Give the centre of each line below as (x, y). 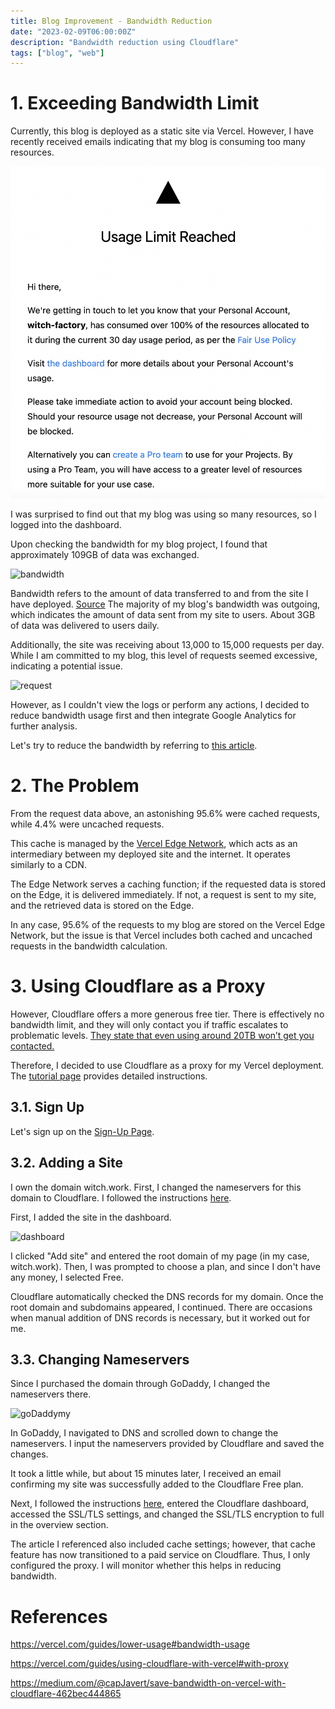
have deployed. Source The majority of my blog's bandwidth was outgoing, (165, 604)
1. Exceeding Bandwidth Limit (135, 103)
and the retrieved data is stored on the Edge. (102, 906)
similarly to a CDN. (48, 865)
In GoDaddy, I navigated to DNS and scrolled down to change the (144, 1433)
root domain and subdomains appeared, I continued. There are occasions (161, 1307)
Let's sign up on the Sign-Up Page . (82, 1131)
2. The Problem (75, 786)
